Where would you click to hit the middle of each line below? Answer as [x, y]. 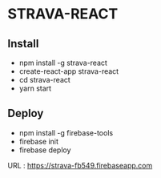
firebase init [39, 141]
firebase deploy [45, 150]
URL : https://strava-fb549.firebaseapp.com [80, 165]
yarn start [35, 88]
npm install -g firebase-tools [66, 132]
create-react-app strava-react [69, 71]
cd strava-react [45, 80]
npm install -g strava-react [63, 63]
